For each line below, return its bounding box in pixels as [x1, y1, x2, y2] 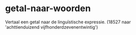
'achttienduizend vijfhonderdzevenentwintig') [5, 24, 98, 30]
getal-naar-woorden [5, 3, 91, 14]
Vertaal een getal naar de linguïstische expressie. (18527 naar [5, 19, 131, 25]
